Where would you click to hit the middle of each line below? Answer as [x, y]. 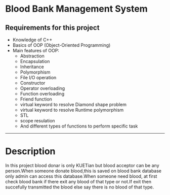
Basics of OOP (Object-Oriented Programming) [61, 45]
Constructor [33, 83]
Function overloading [42, 94]
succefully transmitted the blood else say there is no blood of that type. [80, 187]
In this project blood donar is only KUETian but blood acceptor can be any [82, 165]
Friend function [36, 99]
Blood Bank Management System [76, 9]
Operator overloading [42, 88]
